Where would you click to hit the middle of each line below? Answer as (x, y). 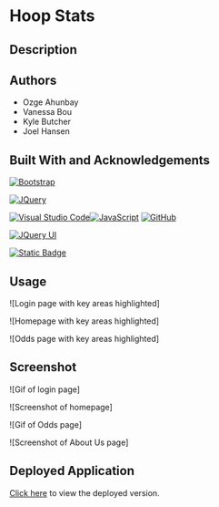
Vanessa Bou (47, 112)
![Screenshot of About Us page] (69, 442)
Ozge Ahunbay (50, 102)
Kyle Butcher (46, 122)
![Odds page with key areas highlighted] (85, 339)
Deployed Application (72, 471)
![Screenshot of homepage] (61, 407)
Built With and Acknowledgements (110, 160)
